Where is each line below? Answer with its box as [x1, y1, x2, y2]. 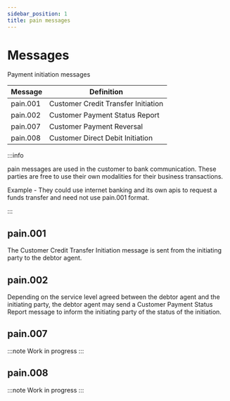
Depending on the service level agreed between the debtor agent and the [7, 293, 220, 301]
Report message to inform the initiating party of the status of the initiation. [7, 307, 222, 317]
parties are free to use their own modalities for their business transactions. [7, 172, 224, 181]
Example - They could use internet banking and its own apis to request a [7, 186, 217, 194]
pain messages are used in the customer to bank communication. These [7, 165, 217, 173]
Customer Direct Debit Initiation [49, 133, 153, 143]
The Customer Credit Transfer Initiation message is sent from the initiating [7, 246, 222, 255]
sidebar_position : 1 [7, 10, 68, 18]
